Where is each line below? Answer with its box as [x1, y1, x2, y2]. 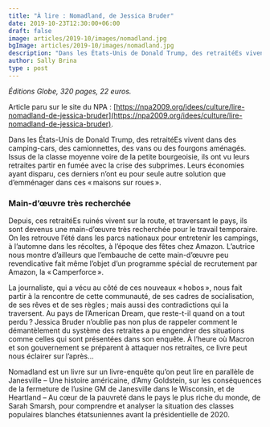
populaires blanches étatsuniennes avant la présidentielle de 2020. [8, 410, 231, 420]
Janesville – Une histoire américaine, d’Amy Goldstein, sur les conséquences [8, 375, 262, 385]
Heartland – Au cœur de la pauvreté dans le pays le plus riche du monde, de [8, 392, 261, 403]
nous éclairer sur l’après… [8, 351, 94, 361]
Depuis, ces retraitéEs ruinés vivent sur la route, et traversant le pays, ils [8, 216, 247, 226]
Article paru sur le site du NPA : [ [8, 102, 117, 111]
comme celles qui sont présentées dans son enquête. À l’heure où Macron [8, 334, 255, 344]
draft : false [8, 27, 52, 35]
